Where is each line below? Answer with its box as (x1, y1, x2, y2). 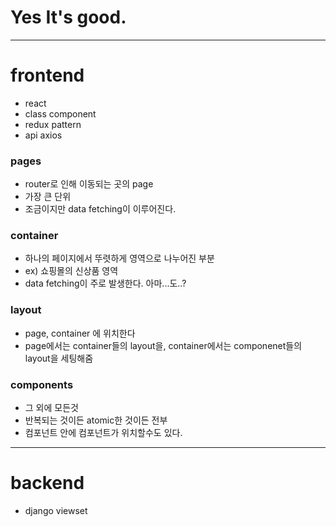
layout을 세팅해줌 (24, 352, 94, 364)
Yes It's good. (10, 6, 127, 29)
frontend (10, 64, 85, 87)
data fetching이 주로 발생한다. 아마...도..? (24, 277, 187, 290)
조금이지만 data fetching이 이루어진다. (24, 203, 177, 215)
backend (10, 472, 85, 495)
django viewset (24, 505, 88, 516)
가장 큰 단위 (24, 191, 72, 203)
